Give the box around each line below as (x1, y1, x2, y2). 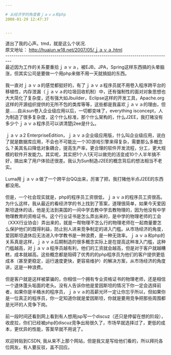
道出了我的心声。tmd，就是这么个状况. (5, 40, 87, 46)
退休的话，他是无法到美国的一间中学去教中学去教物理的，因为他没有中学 (14, 207, 166, 213)
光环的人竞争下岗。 (9, 301, 50, 308)
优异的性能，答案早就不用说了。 (18, 326, 85, 332)
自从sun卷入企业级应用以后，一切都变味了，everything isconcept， (17, 108, 159, 114)
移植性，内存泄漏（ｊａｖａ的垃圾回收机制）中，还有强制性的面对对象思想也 (5, 88, 166, 94)
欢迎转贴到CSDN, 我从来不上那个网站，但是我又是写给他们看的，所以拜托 (5, 338, 159, 344)
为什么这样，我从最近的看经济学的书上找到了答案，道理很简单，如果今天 (5, 200, 157, 207)
